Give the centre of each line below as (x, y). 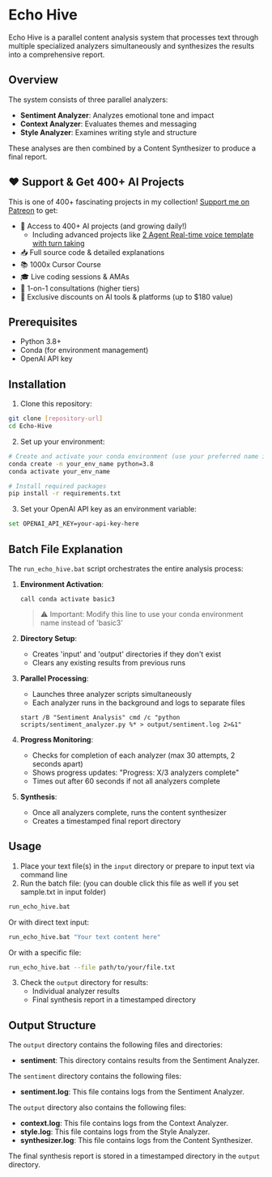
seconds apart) (57, 764)
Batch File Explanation (66, 549)
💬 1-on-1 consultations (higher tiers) (80, 288)
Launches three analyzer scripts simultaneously (112, 694)
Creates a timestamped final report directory (106, 821)
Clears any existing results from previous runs (109, 663)
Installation (37, 384)
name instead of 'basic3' (82, 622)
